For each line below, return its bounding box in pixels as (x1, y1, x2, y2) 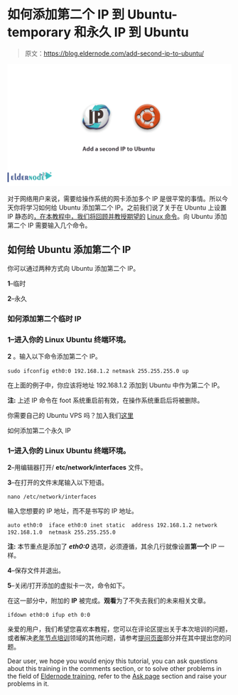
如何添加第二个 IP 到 (7, 6, 125, 23)
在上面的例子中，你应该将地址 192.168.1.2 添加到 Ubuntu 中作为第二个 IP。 (7, 381, 224, 389)
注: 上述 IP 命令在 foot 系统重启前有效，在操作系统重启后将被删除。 (7, 396, 204, 405)
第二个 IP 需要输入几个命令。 (7, 221, 92, 230)
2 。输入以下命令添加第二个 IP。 (7, 352, 102, 361)
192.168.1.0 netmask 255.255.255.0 (7, 529, 116, 537)
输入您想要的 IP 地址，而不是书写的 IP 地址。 (7, 507, 139, 515)
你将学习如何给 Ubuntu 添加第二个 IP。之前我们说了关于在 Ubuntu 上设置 (13, 203, 227, 212)
